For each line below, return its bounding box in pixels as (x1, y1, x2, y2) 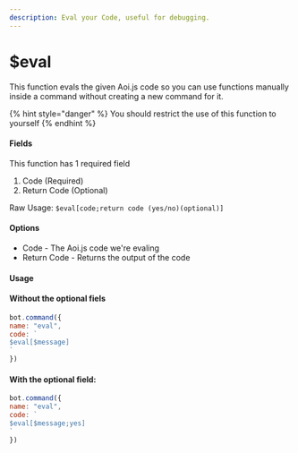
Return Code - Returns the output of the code (21, 252, 191, 262)
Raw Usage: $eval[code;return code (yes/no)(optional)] (9, 202, 225, 213)
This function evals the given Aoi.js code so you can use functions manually (9, 81, 289, 92)
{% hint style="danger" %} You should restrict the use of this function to (9, 108, 277, 119)
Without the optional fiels (9, 293, 106, 304)
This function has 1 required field (9, 158, 131, 168)
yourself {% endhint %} (9, 117, 97, 128)
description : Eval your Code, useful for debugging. (9, 13, 210, 22)
